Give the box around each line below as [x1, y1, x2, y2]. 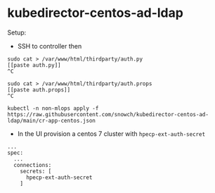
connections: [13, 161, 52, 168]
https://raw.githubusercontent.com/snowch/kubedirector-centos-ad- [7, 111, 209, 118]
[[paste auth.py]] [7, 61, 61, 68]
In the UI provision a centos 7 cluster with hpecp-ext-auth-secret [17, 129, 206, 138]
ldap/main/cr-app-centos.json [7, 117, 96, 124]
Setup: [7, 28, 27, 37]
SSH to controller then [17, 42, 82, 50]
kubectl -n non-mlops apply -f [7, 104, 99, 112]
